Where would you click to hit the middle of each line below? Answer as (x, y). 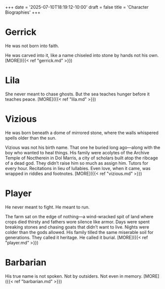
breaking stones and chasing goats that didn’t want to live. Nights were (77, 227)
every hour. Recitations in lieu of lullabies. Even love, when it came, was (78, 168)
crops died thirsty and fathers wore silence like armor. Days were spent (78, 222)
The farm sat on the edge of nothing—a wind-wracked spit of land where (79, 216)
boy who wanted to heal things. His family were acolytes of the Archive (77, 152)
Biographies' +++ (23, 12)
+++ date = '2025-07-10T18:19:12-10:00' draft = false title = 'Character (77, 7)
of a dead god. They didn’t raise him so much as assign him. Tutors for (77, 163)
